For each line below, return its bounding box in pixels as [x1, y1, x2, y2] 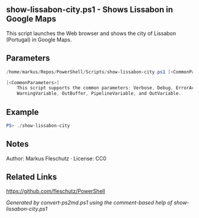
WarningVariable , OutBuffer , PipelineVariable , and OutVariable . [17, 91, 182, 97]
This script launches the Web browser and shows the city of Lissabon [6, 30, 176, 37]
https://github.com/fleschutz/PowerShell [6, 188, 105, 195]
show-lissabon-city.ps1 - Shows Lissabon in [6, 5, 174, 15]
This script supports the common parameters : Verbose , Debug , [17, 85, 174, 91]
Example [6, 107, 39, 117]
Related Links [6, 172, 57, 182]
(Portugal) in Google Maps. [6, 36, 72, 43]
